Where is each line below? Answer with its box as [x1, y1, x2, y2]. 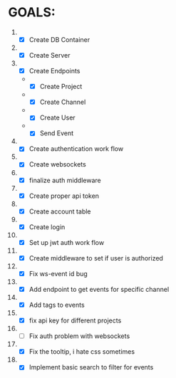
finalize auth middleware [29, 176, 102, 184]
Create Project [39, 83, 83, 91]
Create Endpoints [29, 67, 81, 75]
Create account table [29, 207, 91, 216]
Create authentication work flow [29, 145, 124, 153]
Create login [29, 222, 66, 231]
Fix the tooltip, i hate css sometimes [29, 347, 135, 356]
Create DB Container [29, 35, 90, 43]
